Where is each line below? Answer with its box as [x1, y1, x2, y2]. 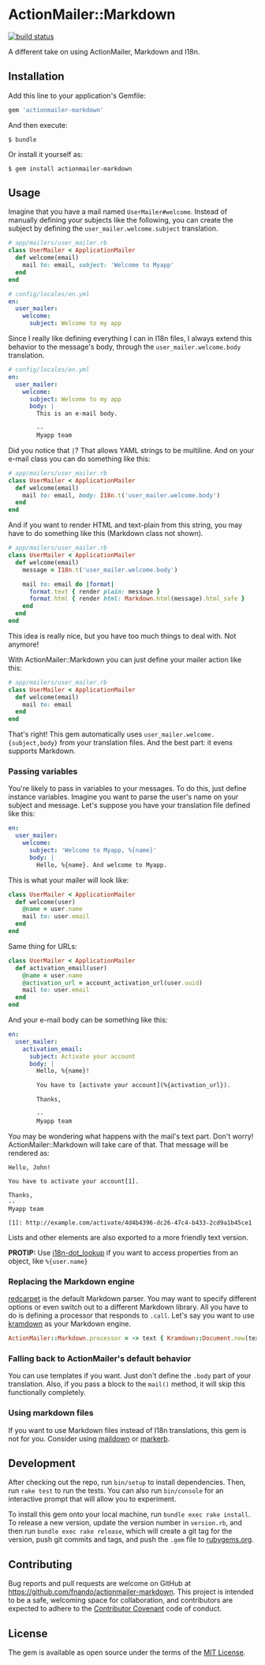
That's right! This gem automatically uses [8, 729, 143, 739]
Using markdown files [8, 1408, 94, 1419]
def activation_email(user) [15, 964, 108, 972]
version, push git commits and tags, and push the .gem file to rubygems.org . [8, 1535, 255, 1544]
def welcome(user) [15, 898, 77, 906]
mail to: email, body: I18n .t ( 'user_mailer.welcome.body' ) [22, 491, 221, 499]
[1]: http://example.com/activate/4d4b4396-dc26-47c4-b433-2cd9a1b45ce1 [8, 1218, 252, 1227]
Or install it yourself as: [8, 149, 83, 159]
